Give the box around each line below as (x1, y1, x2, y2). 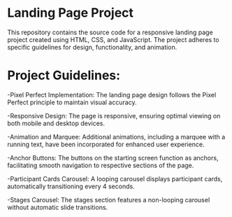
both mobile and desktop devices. (7, 119, 105, 127)
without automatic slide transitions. (7, 203, 108, 211)
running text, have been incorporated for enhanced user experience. (7, 140, 205, 148)
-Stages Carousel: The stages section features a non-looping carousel (7, 195, 210, 204)
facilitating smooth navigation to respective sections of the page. (7, 161, 194, 169)
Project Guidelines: (7, 68, 121, 83)
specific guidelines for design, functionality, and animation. (7, 43, 177, 51)
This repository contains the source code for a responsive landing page (7, 28, 213, 36)
